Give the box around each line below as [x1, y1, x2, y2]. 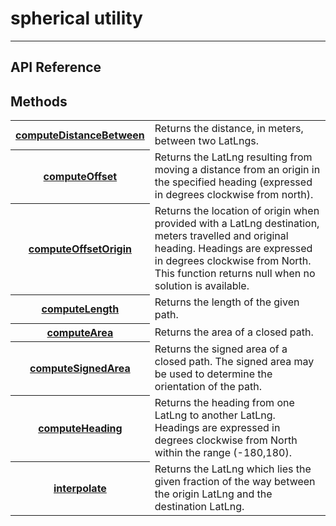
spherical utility [10, 7, 143, 30]
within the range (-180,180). [154, 446, 293, 460]
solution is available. [154, 279, 250, 293]
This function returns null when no [154, 267, 316, 281]
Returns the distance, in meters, [154, 122, 304, 136]
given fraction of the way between [154, 475, 316, 489]
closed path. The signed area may [154, 355, 315, 369]
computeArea [46, 325, 114, 339]
